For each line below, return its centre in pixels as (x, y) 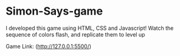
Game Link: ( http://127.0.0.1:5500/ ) (49, 46)
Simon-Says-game (54, 11)
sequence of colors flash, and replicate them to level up (75, 34)
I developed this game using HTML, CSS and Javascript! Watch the (90, 28)
